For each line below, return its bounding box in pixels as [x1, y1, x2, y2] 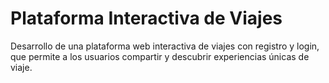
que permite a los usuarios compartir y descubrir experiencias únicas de [10, 50, 310, 62]
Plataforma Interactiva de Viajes [10, 7, 283, 30]
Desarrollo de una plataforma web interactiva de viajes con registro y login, [10, 40, 320, 52]
